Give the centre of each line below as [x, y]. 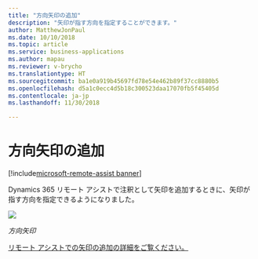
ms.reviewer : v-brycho [45, 67]
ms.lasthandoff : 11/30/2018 [54, 103]
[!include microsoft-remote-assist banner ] [75, 173]
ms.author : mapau [36, 60]
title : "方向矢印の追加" [44, 15]
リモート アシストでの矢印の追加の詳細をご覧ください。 [98, 247]
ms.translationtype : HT [47, 74]
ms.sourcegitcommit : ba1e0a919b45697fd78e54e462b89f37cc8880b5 [114, 81]
